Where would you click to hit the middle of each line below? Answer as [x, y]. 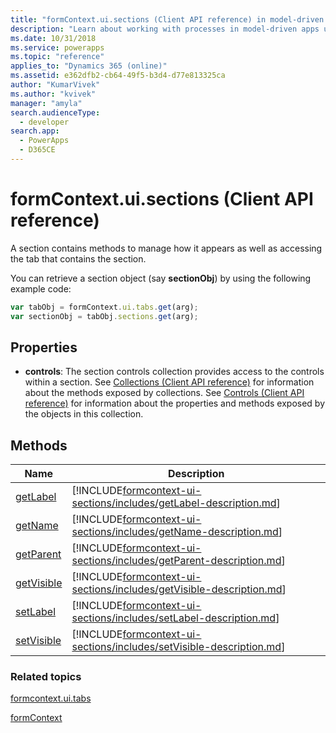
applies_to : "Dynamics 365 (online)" [89, 66]
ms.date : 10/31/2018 [53, 38]
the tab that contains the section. [78, 258]
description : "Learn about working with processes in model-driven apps [165, 29]
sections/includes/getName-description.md [175, 532]
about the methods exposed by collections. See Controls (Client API [164, 393]
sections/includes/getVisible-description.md [177, 589]
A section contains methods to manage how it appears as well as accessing [166, 248]
